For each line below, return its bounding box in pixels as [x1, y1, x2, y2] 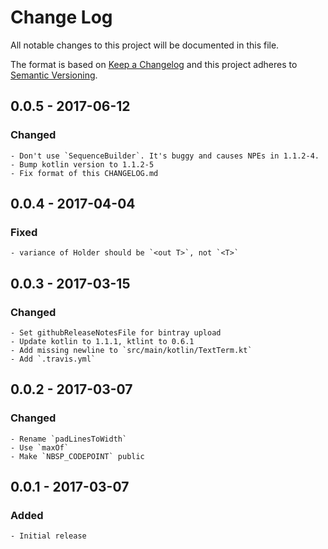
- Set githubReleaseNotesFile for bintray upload [10, 328, 222, 338]
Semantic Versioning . [10, 69, 98, 81]
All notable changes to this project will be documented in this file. [10, 39, 280, 51]
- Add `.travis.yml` [10, 354, 97, 364]
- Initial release [10, 531, 87, 541]
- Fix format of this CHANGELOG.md [10, 168, 159, 178]
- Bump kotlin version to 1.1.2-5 [10, 159, 155, 170]
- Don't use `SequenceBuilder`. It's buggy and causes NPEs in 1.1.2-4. [10, 151, 320, 161]
